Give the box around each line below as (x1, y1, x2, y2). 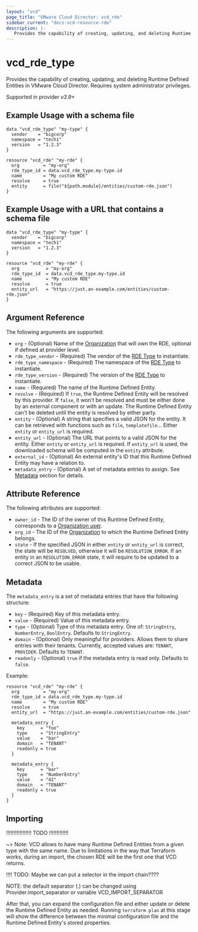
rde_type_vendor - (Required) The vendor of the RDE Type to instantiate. (14, 352, 190, 360)
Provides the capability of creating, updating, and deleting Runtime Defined (6, 76, 189, 83)
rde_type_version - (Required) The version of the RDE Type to (14, 371, 166, 378)
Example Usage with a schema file (6, 111, 134, 121)
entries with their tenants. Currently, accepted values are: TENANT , (14, 642, 173, 649)
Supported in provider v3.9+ (6, 93, 75, 101)
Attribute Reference (6, 488, 81, 499)
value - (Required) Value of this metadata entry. (14, 617, 131, 624)
